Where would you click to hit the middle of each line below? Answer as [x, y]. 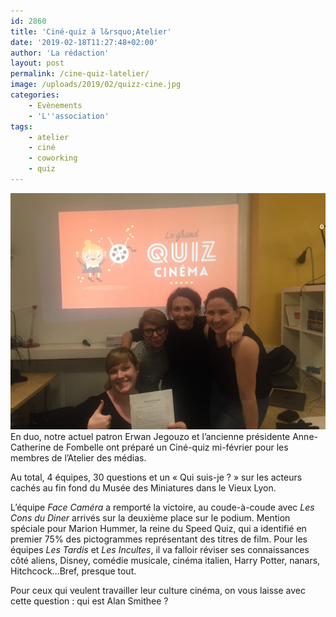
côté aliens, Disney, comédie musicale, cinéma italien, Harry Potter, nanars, [165, 560]
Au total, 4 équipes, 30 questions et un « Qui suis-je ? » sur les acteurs [156, 477]
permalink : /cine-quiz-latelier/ [80, 74]
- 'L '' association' [69, 116]
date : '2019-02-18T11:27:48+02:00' [84, 42]
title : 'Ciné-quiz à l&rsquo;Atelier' [91, 31]
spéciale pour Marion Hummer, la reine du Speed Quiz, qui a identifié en [158, 528]
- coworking [53, 158]
